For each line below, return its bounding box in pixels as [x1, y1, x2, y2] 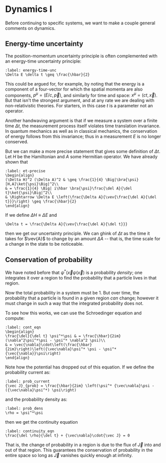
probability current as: [5, 369, 51, 375]
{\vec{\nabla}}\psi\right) [5, 351, 61, 356]
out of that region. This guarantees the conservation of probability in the [5, 447, 153, 453]
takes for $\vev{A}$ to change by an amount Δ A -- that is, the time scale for [5, 236, 161, 242]
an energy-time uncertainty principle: [5, 58, 82, 64]
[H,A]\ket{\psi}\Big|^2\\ [5, 182, 59, 187]
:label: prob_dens [5, 406, 43, 411]
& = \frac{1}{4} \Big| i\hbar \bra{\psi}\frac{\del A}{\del [5, 186, 133, 191]
